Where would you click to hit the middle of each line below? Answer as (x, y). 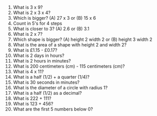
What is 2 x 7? (28, 34)
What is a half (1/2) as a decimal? (47, 93)
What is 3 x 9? (28, 7)
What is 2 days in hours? (39, 55)
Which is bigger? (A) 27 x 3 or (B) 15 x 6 (55, 18)
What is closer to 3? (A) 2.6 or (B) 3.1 (51, 29)
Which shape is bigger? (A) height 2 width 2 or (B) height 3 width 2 (83, 39)
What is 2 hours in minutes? (42, 61)
